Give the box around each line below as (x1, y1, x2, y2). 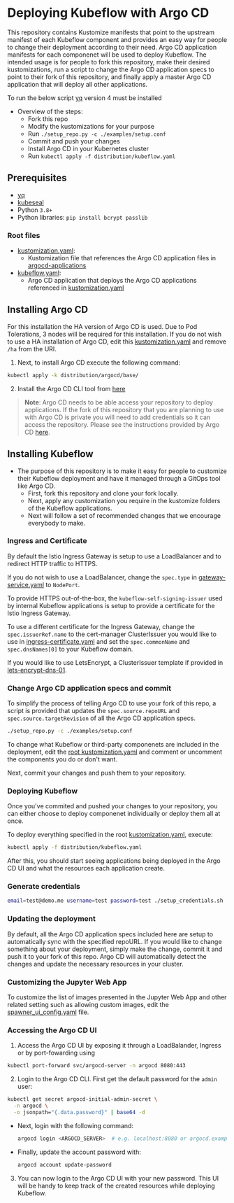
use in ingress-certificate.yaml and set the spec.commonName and (7, 637, 190, 645)
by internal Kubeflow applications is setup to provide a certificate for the (7, 601, 215, 610)
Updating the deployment (7, 914, 96, 924)
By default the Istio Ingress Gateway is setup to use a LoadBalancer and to (7, 551, 221, 561)
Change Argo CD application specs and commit (7, 683, 171, 693)
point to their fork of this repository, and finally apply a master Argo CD (7, 72, 212, 81)
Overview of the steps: (17, 107, 83, 115)
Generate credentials (7, 882, 80, 892)
